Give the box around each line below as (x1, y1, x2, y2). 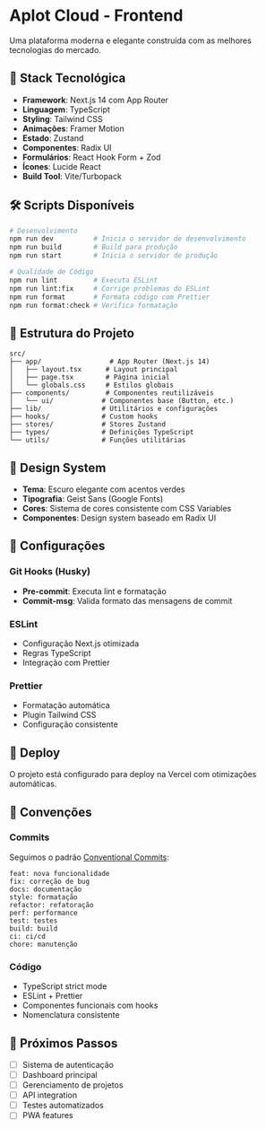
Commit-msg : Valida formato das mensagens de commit (21, 595, 233, 606)
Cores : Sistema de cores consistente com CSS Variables (21, 503, 232, 514)
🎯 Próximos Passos (9, 1036, 118, 1051)
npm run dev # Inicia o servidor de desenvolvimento (9, 234, 246, 243)
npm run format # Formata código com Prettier (9, 293, 210, 302)
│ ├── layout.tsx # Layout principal (9, 365, 178, 374)
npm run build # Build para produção (9, 243, 178, 252)
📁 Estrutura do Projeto (9, 325, 134, 341)
